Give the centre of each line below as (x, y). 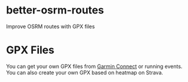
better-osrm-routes (55, 10)
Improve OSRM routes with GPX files (51, 26)
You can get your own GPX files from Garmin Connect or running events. (94, 66)
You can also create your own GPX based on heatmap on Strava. (85, 72)
